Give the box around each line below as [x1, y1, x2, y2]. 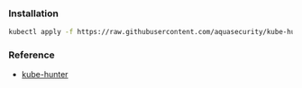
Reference [8, 48, 55, 61]
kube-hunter [21, 69, 69, 80]
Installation [8, 7, 59, 20]
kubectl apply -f [8, 28, 74, 37]
